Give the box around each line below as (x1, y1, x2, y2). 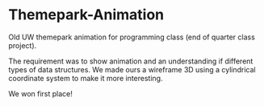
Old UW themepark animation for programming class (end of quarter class (8, 32, 256, 42)
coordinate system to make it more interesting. (8, 73, 163, 83)
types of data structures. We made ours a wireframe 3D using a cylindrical (8, 64, 256, 74)
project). (8, 40, 37, 50)
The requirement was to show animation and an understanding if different (8, 56, 254, 66)
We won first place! (8, 88, 73, 98)
